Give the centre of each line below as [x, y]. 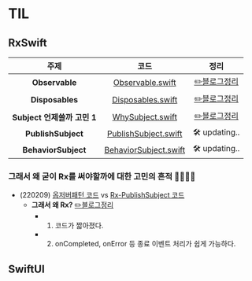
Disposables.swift [145, 99]
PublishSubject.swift [145, 133]
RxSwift [28, 43]
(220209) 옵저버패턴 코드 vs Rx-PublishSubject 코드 [102, 195]
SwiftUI [26, 269]
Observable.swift [145, 82]
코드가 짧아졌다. [79, 226]
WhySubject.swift [145, 116]
